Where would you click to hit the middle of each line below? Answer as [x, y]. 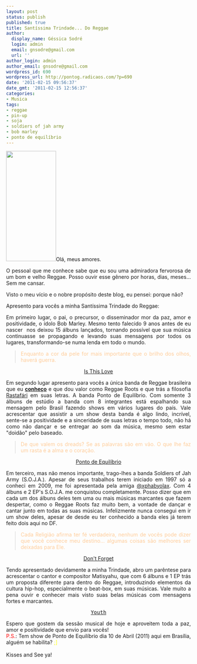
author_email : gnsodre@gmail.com [47, 66]
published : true [26, 22]
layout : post [22, 11]
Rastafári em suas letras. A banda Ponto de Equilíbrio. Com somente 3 [98, 395]
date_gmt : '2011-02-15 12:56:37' [47, 88]
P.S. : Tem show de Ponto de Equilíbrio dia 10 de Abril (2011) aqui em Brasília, [98, 636]
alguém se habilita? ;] [32, 642]
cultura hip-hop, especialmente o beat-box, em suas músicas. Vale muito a [98, 588]
